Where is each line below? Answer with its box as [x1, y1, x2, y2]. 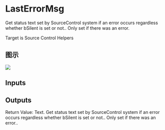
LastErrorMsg [5, 3, 64, 15]
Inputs [5, 79, 26, 87]
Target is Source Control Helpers [5, 35, 74, 41]
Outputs [5, 96, 32, 104]
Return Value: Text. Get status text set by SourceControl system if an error [5, 109, 160, 115]
